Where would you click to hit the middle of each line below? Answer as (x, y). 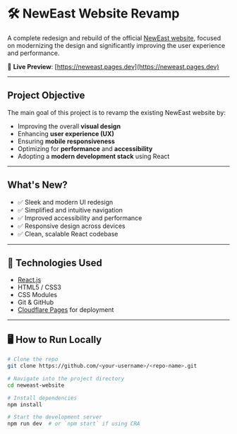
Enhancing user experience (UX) (66, 133)
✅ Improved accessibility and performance (80, 218)
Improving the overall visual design (69, 126)
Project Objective (46, 96)
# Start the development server (55, 417)
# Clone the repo (33, 360)
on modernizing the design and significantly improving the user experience (116, 45)
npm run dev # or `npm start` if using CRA (74, 424)
